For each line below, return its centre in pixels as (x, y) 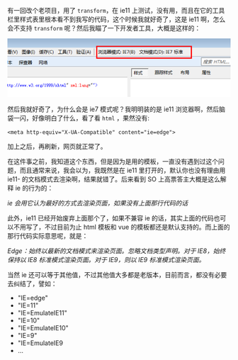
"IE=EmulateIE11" (42, 313)
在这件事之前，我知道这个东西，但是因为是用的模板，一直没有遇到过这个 (113, 162)
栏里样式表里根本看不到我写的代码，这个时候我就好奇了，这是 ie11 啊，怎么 (117, 19)
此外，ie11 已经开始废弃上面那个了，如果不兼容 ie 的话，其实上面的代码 (110, 218)
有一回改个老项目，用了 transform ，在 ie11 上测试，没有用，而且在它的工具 (116, 10)
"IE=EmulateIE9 (40, 343)
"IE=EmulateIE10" (43, 328)
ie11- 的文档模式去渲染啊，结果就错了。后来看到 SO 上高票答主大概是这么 (114, 179)
